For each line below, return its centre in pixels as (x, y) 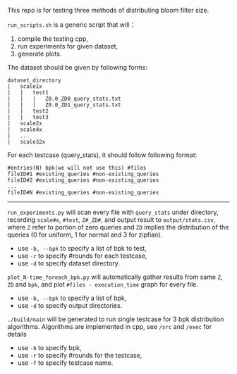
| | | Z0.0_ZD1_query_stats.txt (64, 105)
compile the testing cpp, (53, 39)
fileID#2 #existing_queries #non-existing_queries (83, 180)
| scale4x (25, 130)
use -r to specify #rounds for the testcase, (80, 355)
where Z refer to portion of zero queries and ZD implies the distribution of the (118, 227)
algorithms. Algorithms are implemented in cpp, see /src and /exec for (110, 326)
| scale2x (25, 123)
